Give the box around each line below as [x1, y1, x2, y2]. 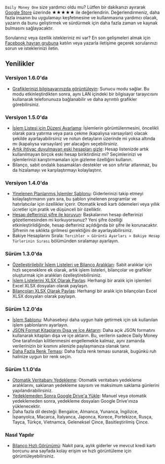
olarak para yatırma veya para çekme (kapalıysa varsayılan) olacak [12, 130, 148, 136]
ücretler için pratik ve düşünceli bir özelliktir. [12, 206, 102, 212]
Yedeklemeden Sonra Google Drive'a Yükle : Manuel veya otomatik [12, 393, 147, 399]
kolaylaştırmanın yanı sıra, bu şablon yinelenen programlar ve [12, 196, 137, 202]
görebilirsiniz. [12, 101, 40, 107]
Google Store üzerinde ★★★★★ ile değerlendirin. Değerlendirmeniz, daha [5, 9, 160, 15]
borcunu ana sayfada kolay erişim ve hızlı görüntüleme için [12, 448, 132, 454]
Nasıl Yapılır [5, 431, 34, 438]
